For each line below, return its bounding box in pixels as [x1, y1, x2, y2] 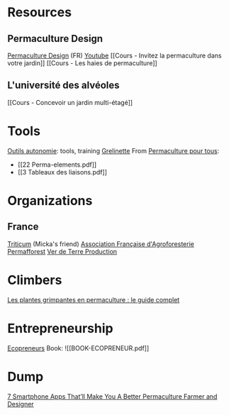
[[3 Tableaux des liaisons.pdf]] [17, 167, 108, 176]
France [7, 221, 39, 233]
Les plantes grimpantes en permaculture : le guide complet [7, 295, 180, 304]
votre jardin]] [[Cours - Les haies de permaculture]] [7, 59, 157, 67]
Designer [7, 399, 34, 408]
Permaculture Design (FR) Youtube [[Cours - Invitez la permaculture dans [7, 51, 222, 60]
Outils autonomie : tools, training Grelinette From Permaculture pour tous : [7, 146, 220, 155]
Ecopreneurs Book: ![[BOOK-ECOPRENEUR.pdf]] [7, 343, 150, 352]
